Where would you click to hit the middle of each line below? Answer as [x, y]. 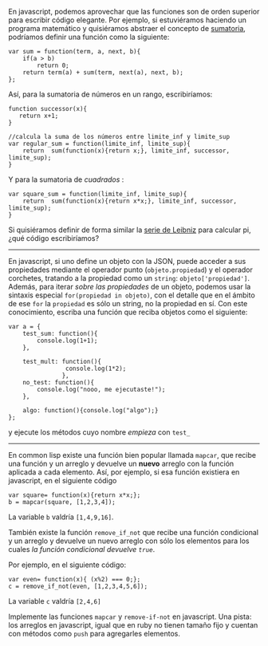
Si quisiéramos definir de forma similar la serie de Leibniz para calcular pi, [130, 230]
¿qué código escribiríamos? [54, 238]
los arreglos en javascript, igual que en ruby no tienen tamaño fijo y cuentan [133, 625]
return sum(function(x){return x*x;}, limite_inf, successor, [130, 201]
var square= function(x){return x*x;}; [75, 495]
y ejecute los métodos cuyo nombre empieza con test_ [99, 432]
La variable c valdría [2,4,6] [55, 601]
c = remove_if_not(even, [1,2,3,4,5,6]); [78, 586]
